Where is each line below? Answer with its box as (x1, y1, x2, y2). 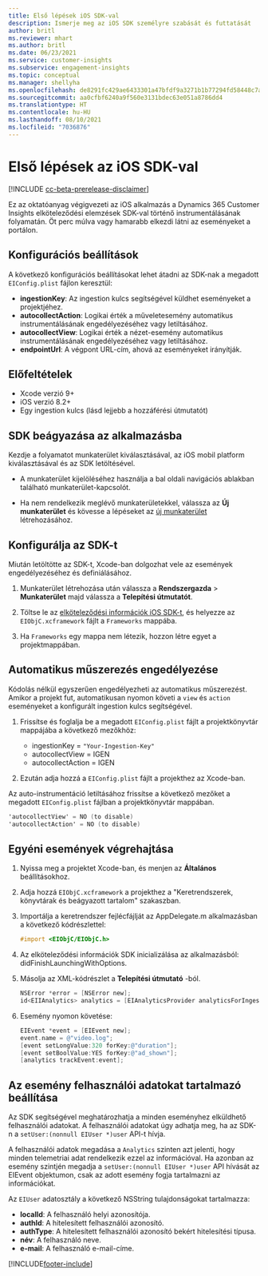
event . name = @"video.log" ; (19, 1034, 113, 1042)
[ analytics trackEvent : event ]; (19, 1056, 124, 1064)
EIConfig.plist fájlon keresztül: (8, 277, 113, 288)
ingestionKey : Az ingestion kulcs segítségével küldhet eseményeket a (19, 293, 251, 303)
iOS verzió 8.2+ (19, 397, 72, 407)
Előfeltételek (8, 367, 73, 381)
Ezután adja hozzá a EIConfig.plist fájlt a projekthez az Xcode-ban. (19, 773, 246, 783)
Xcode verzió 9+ (19, 389, 75, 398)
